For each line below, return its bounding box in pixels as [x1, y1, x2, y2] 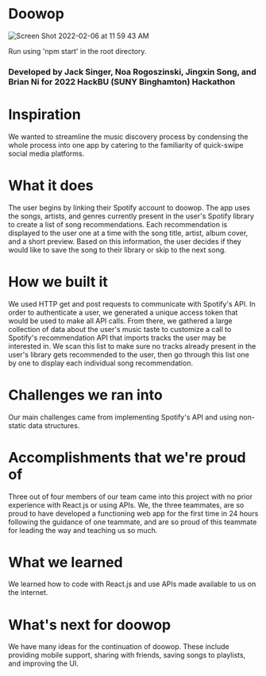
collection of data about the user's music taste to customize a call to [8, 324, 232, 334]
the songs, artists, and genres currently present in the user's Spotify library [8, 211, 254, 221]
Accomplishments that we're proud [8, 448, 246, 466]
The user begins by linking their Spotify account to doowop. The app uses [8, 203, 251, 212]
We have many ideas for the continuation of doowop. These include [8, 642, 230, 651]
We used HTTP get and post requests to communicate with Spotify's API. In [8, 299, 256, 308]
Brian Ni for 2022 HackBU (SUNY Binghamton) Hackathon [8, 76, 236, 87]
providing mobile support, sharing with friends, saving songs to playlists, [8, 651, 246, 660]
